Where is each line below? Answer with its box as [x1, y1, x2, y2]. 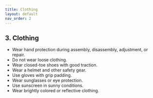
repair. [12, 52, 25, 58]
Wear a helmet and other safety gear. [12, 67, 87, 73]
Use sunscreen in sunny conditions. [12, 83, 84, 88]
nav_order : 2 [5, 16, 31, 21]
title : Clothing [5, 7, 38, 12]
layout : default [5, 12, 38, 16]
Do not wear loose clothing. [12, 57, 67, 63]
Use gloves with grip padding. [12, 72, 72, 78]
